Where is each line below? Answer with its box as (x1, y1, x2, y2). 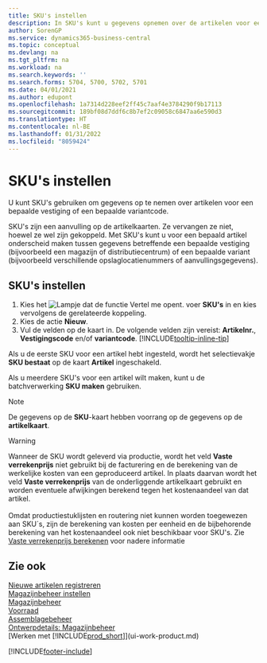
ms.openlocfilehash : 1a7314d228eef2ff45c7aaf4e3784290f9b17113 (8, 100, 222, 108)
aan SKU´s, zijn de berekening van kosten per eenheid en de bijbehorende (8, 519, 252, 529)
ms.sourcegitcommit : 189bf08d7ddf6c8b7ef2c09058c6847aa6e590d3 (8, 108, 222, 116)
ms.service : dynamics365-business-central (8, 33, 151, 42)
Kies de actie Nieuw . (19, 317, 89, 326)
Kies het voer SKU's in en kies (19, 300, 257, 310)
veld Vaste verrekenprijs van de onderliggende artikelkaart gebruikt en (8, 477, 242, 486)
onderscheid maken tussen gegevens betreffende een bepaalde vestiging (8, 239, 250, 248)
